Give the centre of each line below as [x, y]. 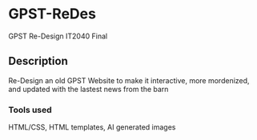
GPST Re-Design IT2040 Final [58, 36]
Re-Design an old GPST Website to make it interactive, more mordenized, [129, 80]
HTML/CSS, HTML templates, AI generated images [92, 127]
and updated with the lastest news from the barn [88, 89]
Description [38, 61]
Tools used [30, 110]
